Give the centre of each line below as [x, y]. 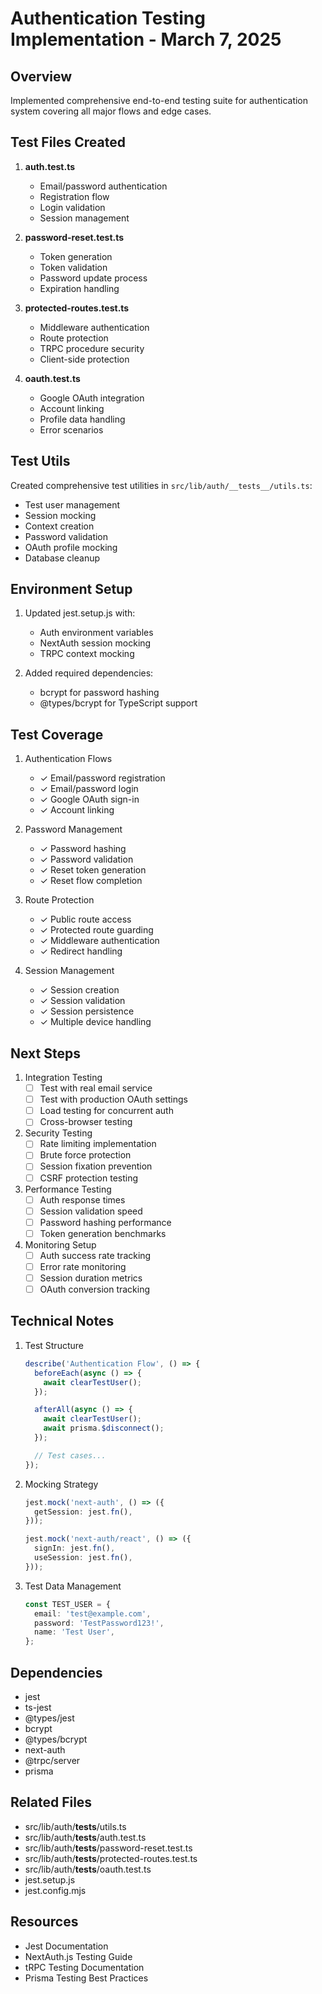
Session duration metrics [91, 1278]
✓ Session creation [79, 990]
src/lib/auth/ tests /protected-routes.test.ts [111, 1858]
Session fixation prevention [96, 1166]
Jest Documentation [66, 1946]
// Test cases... [70, 1455]
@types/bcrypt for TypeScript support [118, 703]
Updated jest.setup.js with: [80, 613]
